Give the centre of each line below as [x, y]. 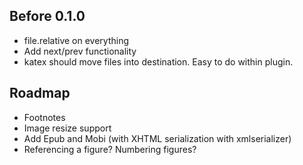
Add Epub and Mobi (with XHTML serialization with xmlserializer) [157, 138]
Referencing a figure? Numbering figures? [110, 149]
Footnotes [44, 117]
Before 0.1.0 [47, 16]
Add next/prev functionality [80, 51]
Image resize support [67, 128]
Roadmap [40, 93]
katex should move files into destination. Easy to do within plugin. [158, 61]
